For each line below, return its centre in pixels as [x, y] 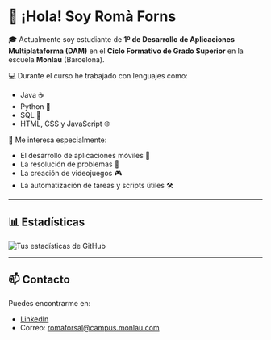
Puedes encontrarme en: [50, 303]
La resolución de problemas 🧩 [69, 164]
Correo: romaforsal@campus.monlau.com [90, 327]
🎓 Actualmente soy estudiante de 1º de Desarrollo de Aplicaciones [122, 39]
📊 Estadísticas [47, 222]
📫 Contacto [39, 280]
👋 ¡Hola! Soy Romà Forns [92, 17]
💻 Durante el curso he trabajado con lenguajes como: [98, 75]
